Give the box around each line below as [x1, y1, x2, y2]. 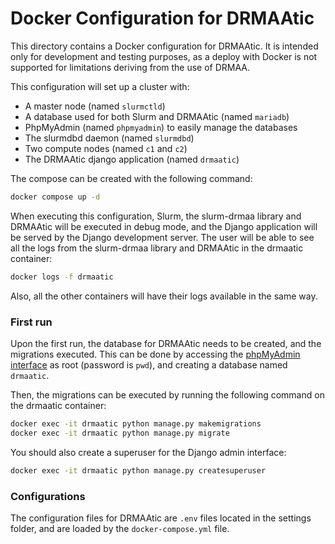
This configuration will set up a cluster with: [10, 80, 190, 92]
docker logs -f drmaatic [10, 272, 114, 282]
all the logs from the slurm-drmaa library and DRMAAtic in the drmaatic [10, 242, 304, 254]
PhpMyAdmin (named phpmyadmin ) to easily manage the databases [24, 121, 298, 133]
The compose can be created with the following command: [10, 172, 253, 184]
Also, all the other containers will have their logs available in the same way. [10, 290, 318, 302]
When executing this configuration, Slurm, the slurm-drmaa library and [10, 210, 302, 222]
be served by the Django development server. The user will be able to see [10, 231, 315, 243]
